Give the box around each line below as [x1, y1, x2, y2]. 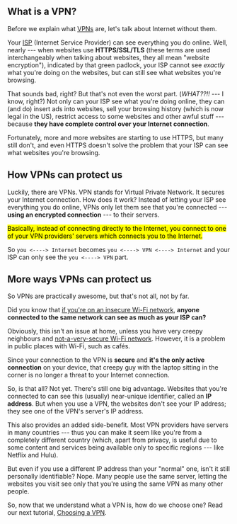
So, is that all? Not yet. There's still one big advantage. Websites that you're [7, 385, 228, 393]
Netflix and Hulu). [7, 451, 59, 460]
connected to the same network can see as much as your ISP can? [7, 313, 207, 321]
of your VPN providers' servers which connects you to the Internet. [7, 232, 203, 240]
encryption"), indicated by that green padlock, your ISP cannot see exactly [7, 60, 225, 69]
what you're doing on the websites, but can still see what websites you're [7, 68, 221, 76]
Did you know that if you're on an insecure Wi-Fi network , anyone [7, 306, 200, 314]
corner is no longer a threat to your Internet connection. [7, 371, 170, 380]
